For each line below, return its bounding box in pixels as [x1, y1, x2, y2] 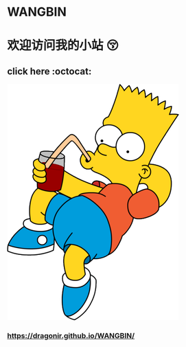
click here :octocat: [7, 65, 92, 77]
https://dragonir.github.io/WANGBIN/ [7, 331, 135, 341]
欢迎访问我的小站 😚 [7, 38, 119, 54]
